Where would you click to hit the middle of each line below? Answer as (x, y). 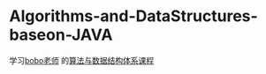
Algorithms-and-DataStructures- (133, 16)
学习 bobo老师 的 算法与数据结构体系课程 (82, 60)
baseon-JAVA (61, 35)
